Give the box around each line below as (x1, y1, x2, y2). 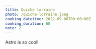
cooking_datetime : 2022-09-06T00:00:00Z (5, 16, 91, 21)
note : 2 (5, 26, 22, 31)
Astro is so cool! (5, 39, 39, 45)
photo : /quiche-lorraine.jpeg (5, 12, 69, 17)
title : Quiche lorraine (5, 7, 55, 12)
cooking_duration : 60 (5, 21, 51, 26)
